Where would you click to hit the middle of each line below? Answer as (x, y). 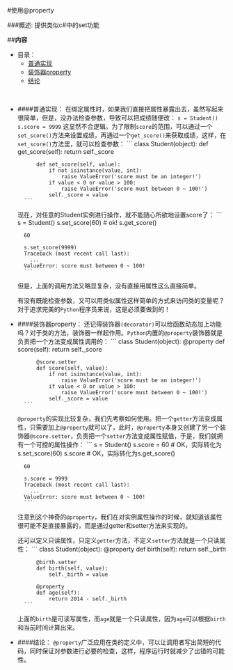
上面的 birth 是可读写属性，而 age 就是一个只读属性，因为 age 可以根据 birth (121, 619)
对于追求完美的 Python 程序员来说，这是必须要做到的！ (94, 309)
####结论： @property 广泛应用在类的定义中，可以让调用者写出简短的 (116, 642)
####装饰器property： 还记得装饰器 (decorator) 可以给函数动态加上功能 (119, 324)
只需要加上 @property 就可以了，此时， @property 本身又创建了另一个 (125, 427)
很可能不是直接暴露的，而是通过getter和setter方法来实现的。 (104, 525)
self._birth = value (78, 575)
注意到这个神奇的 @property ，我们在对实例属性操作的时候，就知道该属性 (120, 517)
